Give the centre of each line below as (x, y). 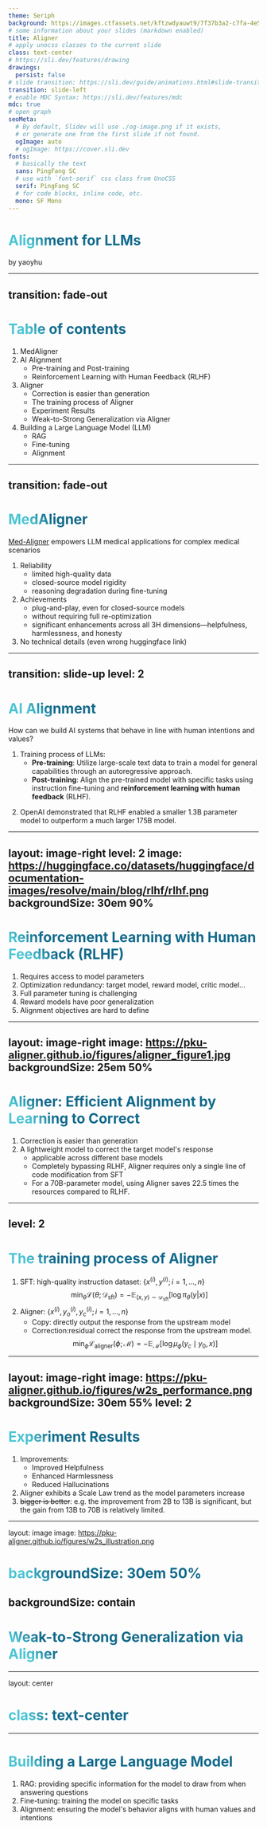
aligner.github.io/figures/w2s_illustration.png (81, 1541)
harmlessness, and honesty (77, 634)
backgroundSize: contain (72, 1603)
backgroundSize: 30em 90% (81, 903)
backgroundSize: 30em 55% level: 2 (100, 1402)
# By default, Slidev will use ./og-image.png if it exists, (119, 127)
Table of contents (68, 330)
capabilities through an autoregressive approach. (112, 771)
